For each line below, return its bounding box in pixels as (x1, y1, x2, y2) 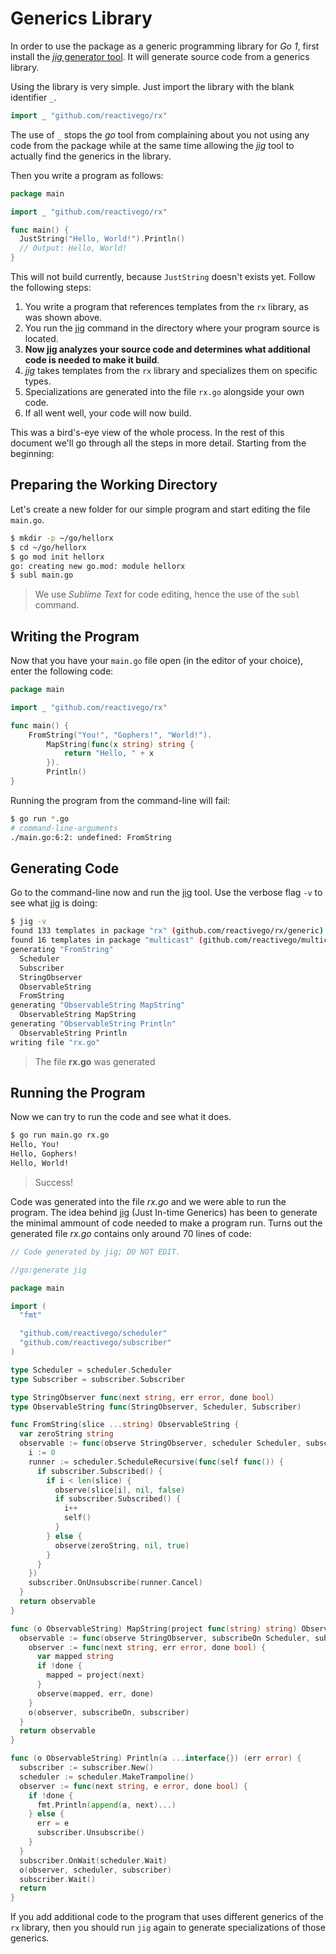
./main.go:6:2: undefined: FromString (10, 832, 172, 842)
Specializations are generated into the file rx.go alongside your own (24, 386, 305, 398)
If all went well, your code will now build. (24, 407, 192, 419)
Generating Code (10, 860, 120, 877)
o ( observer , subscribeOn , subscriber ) (28, 1707, 190, 1717)
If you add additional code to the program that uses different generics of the (10, 1911, 324, 1923)
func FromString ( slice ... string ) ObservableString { (10, 1420, 240, 1430)
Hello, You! (10, 1140, 60, 1150)
